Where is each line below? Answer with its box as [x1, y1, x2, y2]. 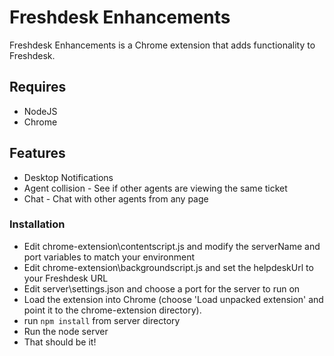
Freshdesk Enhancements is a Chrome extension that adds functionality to [9, 39, 316, 51]
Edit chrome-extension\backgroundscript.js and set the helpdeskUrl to [23, 261, 314, 273]
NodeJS [23, 105, 58, 117]
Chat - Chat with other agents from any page [23, 192, 209, 205]
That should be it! [23, 336, 97, 348]
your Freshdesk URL [23, 272, 109, 284]
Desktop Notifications [23, 171, 114, 183]
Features [9, 145, 66, 162]
